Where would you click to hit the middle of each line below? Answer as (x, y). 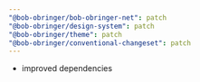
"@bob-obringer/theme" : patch (66, 34)
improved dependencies (67, 68)
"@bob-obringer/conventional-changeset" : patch (100, 43)
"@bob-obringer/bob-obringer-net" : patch (88, 18)
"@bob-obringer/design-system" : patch (81, 26)
